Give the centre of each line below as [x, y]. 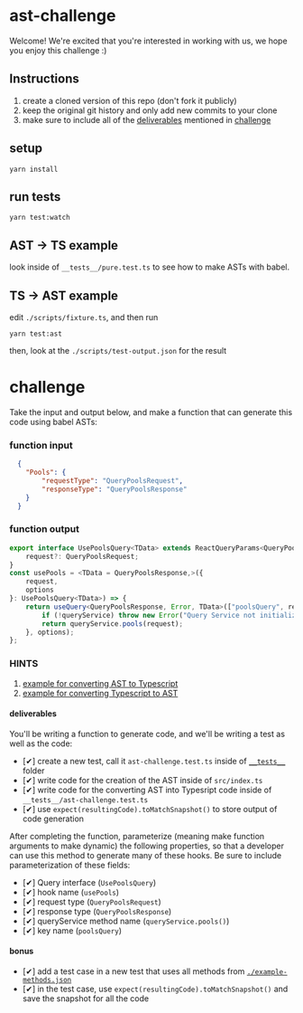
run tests [35, 197]
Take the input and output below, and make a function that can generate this [151, 412]
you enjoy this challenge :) [58, 50]
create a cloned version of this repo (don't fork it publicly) [129, 100]
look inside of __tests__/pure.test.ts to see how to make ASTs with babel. [150, 267]
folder [33, 771]
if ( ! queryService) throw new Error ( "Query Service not [149, 615]
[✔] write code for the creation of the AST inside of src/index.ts [142, 780]
